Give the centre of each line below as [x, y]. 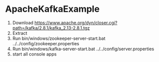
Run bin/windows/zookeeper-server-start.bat [59, 38]
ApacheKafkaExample [52, 9]
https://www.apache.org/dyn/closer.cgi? [76, 23]
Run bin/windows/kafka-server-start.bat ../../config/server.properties [83, 49]
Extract [20, 33]
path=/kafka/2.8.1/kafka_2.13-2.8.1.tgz [51, 28]
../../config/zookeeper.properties [46, 43]
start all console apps [34, 54]
